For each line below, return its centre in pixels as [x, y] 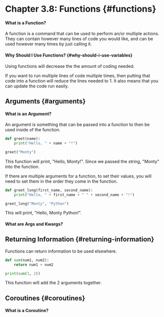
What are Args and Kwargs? [34, 224]
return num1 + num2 [34, 265]
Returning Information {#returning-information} [80, 240]
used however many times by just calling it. [48, 44]
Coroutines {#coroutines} [45, 298]
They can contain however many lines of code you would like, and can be [79, 39]
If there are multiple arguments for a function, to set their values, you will [78, 176]
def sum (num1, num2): [27, 260]
